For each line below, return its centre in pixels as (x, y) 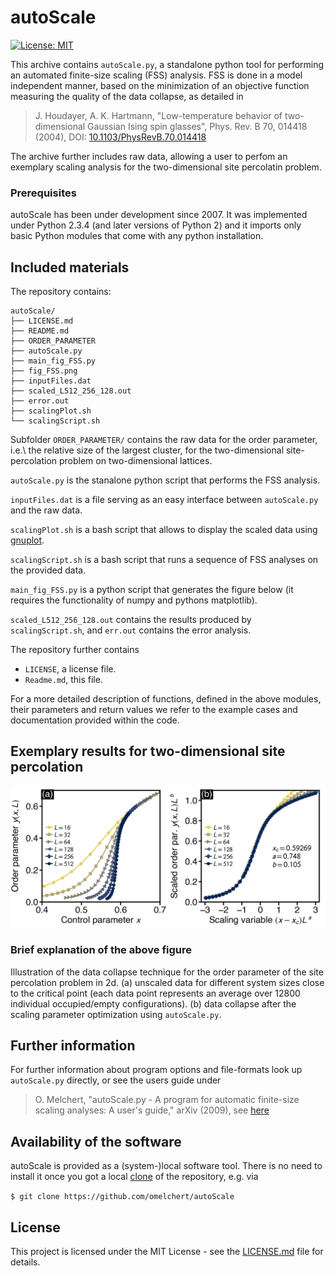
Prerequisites (43, 193)
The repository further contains (75, 650)
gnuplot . (27, 540)
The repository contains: (61, 292)
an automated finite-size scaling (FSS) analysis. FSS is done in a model (156, 75)
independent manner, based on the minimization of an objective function (160, 85)
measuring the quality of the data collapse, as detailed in (127, 96)
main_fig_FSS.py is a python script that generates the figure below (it (152, 590)
